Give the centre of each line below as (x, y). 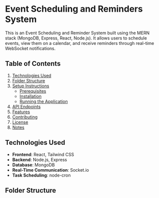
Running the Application (44, 101)
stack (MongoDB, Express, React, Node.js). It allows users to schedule (76, 38)
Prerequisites (33, 91)
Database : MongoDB (34, 165)
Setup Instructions (31, 86)
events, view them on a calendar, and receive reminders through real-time (79, 43)
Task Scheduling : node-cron (41, 175)
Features (21, 112)
